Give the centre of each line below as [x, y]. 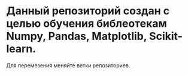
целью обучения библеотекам [87, 24]
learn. [21, 49]
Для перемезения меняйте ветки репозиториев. [68, 65]
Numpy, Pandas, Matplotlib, [77, 36]
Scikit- [166, 36]
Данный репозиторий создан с [88, 11]
